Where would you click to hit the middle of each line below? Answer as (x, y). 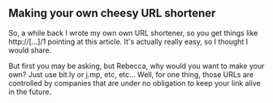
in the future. (30, 92)
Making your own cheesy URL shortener (112, 13)
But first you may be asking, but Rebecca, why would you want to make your (136, 66)
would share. (30, 50)
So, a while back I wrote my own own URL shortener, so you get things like (133, 32)
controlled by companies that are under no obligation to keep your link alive (135, 83)
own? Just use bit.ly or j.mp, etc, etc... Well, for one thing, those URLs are (131, 74)
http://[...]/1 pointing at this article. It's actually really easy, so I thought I (128, 41)
